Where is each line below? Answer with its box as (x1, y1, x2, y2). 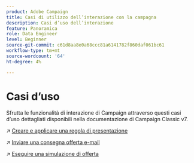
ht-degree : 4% (6, 59, 42, 64)
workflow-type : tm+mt (6, 48, 60, 54)
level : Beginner (6, 36, 47, 42)
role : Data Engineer (6, 31, 58, 37)
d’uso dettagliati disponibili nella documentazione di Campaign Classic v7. (6, 116, 189, 123)
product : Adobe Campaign (6, 8, 68, 15)
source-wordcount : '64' (6, 53, 66, 59)
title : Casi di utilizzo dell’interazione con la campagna (6, 14, 157, 20)
